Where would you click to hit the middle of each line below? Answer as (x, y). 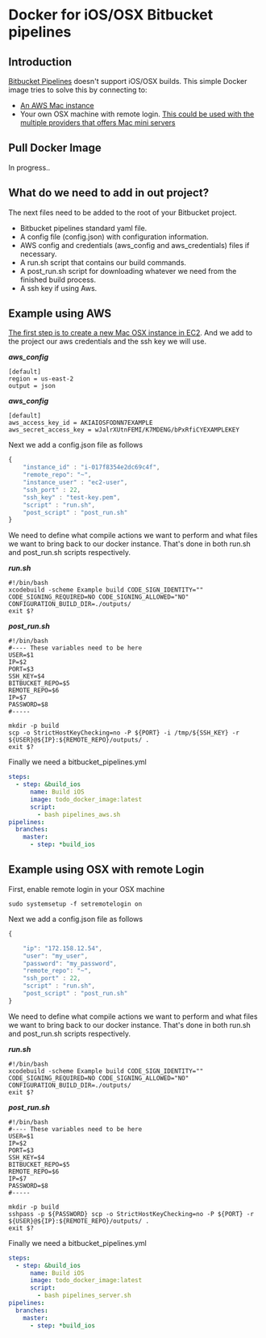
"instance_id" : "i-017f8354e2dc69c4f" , (91, 467)
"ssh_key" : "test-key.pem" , (72, 497)
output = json (32, 386)
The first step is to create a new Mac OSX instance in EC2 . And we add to (130, 333)
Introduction (40, 62)
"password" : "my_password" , (70, 963)
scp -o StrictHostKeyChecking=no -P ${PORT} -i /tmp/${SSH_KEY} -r (124, 733)
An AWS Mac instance (57, 105)
